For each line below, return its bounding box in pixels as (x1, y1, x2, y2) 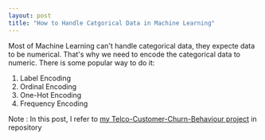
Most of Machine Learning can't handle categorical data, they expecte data (8, 41, 255, 50)
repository (8, 122, 42, 132)
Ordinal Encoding (19, 81, 77, 91)
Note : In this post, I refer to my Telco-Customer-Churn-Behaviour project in (8, 114, 257, 123)
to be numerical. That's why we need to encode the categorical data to (8, 49, 241, 59)
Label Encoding (19, 73, 72, 83)
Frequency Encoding (19, 99, 88, 108)
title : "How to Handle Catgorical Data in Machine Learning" (8, 19, 216, 27)
